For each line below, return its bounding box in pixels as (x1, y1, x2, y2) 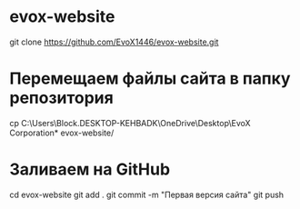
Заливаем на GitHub (9, 159, 171, 180)
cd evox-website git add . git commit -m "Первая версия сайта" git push (9, 189, 285, 200)
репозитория (9, 88, 114, 108)
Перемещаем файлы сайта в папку (9, 68, 291, 89)
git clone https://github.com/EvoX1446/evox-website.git (9, 36, 219, 47)
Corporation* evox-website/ (9, 127, 115, 138)
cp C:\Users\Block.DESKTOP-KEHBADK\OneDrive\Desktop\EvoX (9, 117, 252, 128)
